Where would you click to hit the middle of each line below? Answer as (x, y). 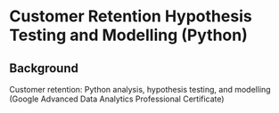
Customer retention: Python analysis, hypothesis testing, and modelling (140, 89)
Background (44, 68)
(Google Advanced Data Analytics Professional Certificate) (117, 99)
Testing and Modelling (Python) (128, 35)
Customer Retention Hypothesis (131, 16)
